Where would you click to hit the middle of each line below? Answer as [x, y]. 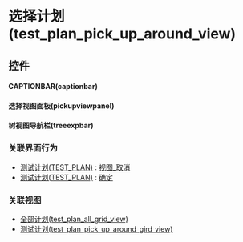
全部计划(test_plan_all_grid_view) [74, 219]
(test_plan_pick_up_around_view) [122, 34]
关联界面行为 [33, 148]
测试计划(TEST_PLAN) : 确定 [67, 177]
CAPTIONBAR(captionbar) [53, 87]
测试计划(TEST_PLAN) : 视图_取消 [75, 167]
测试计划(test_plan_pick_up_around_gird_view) [96, 228]
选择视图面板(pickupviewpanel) [61, 106]
